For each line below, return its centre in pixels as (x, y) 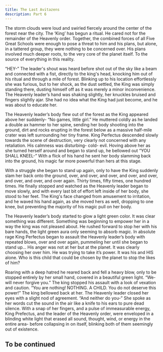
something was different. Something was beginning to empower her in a (77, 221)
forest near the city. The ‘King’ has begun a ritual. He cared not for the (75, 33)
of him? (13, 263)
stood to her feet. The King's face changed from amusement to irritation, (78, 196)
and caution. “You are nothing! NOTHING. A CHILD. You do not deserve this (81, 288)
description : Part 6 (26, 14)
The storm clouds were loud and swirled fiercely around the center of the (79, 28)
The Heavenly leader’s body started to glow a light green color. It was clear (80, 216)
